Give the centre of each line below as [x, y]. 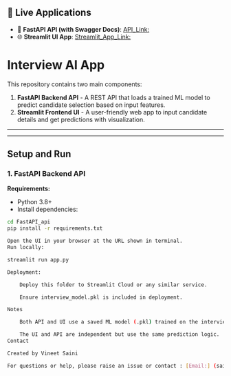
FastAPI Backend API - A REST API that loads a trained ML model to [114, 97]
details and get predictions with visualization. [81, 119]
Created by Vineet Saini [43, 353]
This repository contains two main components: [75, 84]
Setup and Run [39, 154]
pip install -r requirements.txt [55, 228]
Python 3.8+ [35, 202]
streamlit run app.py [38, 259]
